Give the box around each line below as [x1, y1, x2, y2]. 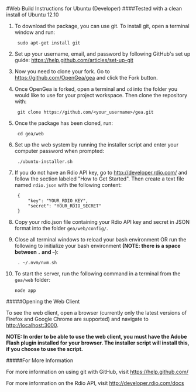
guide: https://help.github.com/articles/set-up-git [14, 57, 133, 63]
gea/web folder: [14, 277, 51, 283]
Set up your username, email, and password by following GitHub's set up [14, 50, 191, 57]
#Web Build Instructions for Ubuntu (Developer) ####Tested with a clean [6, 5, 183, 12]
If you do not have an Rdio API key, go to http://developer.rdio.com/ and [14, 169, 188, 176]
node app [14, 288, 36, 294]
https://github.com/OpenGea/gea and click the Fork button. [14, 74, 158, 81]
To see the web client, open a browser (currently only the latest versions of [6, 309, 187, 316]
